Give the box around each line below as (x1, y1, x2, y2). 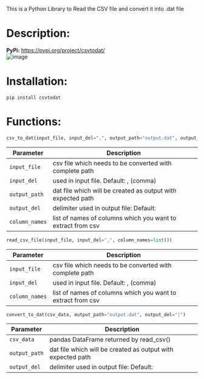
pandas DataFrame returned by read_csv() (49, 335, 171, 344)
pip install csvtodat (6, 94, 61, 101)
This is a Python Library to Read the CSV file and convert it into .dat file (6, 5, 184, 12)
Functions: (6, 115, 62, 129)
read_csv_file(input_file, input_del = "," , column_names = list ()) (6, 237, 172, 243)
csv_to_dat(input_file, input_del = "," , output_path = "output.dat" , (6, 135, 178, 141)
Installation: (6, 74, 68, 88)
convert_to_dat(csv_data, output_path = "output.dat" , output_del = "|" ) (6, 311, 186, 317)
